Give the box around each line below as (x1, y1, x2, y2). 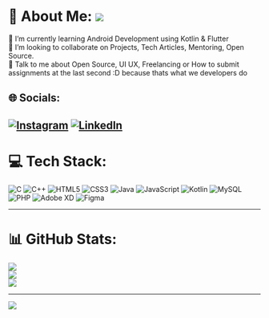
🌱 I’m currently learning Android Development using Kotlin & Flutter (8, 34, 230, 43)
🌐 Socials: (8, 92, 61, 105)
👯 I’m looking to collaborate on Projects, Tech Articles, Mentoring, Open (8, 42, 244, 51)
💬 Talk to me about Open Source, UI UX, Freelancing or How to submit (8, 59, 240, 69)
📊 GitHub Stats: (8, 230, 118, 248)
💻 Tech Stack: (8, 152, 107, 170)
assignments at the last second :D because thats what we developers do (8, 67, 248, 77)
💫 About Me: (8, 7, 93, 26)
